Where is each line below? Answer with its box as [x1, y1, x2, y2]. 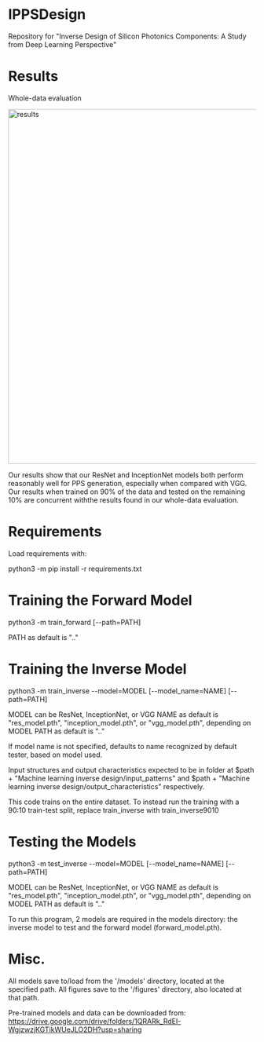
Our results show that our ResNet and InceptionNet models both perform [8, 470, 244, 480]
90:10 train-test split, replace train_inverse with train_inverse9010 [8, 805, 219, 814]
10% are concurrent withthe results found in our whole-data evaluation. [8, 495, 239, 504]
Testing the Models [8, 832, 137, 850]
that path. [8, 993, 39, 1002]
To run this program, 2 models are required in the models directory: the [8, 914, 238, 923]
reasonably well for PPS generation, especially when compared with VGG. [8, 478, 247, 488]
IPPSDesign [8, 5, 86, 24]
